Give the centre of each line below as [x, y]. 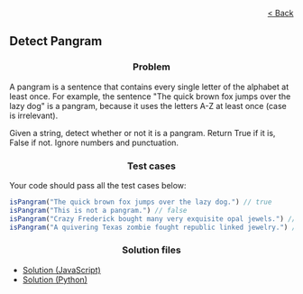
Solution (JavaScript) [61, 270]
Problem [151, 67]
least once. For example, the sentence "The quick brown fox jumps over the [150, 96]
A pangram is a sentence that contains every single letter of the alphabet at [149, 87]
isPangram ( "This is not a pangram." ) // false [98, 210]
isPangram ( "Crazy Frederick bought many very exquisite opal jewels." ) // [153, 219]
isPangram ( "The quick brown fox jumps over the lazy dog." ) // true [141, 202]
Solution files [151, 250]
